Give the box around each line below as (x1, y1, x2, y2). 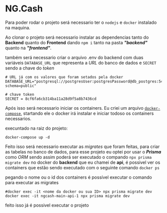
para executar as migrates (5, 179, 59, 185)
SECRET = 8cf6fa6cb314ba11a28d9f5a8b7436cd (5, 96, 97, 101)
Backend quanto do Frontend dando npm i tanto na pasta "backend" (5, 39, 148, 45)
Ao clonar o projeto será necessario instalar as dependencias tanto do (5, 34, 149, 40)
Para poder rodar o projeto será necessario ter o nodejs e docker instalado (5, 19, 157, 25)
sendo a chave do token (5, 65, 55, 71)
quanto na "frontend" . (5, 45, 52, 51)
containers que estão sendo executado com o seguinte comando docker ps (5, 164, 160, 170)
